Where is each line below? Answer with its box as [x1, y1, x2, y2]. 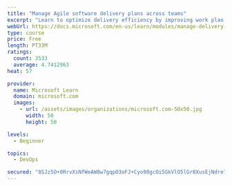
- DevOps [13, 156, 39, 163]
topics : [7, 149, 30, 157]
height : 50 [25, 118, 57, 125]
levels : [7, 131, 30, 138]
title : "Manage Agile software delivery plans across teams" [7, 10, 187, 17]
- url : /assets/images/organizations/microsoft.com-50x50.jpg [19, 106, 202, 113]
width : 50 [25, 112, 54, 119]
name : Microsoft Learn [13, 87, 79, 94]
